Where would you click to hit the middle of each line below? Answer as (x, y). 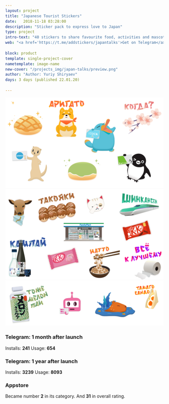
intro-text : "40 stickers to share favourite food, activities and (77, 37)
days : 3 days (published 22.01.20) (43, 80)
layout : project (22, 11)
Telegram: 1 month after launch (44, 337)
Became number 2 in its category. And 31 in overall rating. (65, 396)
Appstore (17, 385)
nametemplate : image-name (32, 64)
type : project (20, 32)
